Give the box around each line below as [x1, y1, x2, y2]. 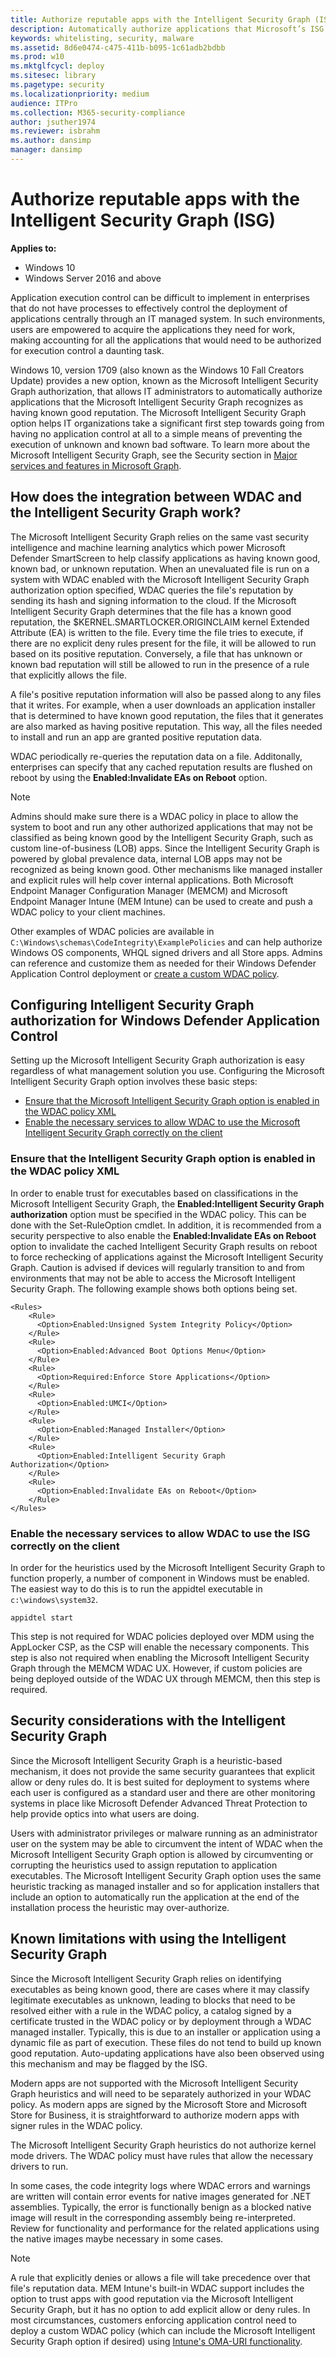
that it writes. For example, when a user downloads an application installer [10, 699, 316, 711]
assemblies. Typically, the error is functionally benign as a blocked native [10, 2201, 312, 2213]
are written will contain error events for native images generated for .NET [10, 2190, 312, 2202]
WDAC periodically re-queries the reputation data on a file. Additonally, [10, 750, 303, 762]
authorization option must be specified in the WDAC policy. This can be [10, 1208, 307, 1220]
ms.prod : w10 [10, 52, 65, 62]
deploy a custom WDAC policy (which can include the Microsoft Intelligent [10, 2324, 316, 2336]
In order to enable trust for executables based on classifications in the [10, 1187, 299, 1199]
